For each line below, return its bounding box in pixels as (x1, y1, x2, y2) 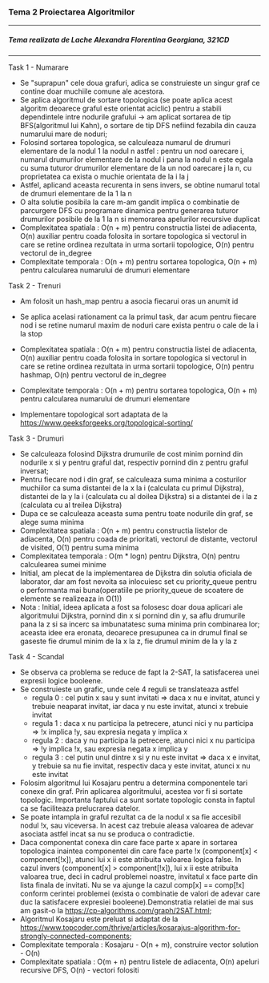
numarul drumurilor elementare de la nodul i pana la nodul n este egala (19, 155, 254, 164)
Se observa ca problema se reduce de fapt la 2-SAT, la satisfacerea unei (19, 667, 260, 677)
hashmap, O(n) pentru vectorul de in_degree (19, 370, 167, 380)
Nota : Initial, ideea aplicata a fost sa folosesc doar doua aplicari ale (19, 602, 243, 612)
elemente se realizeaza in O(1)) (19, 594, 122, 603)
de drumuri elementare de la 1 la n (19, 189, 132, 199)
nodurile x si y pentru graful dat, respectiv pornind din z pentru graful (19, 457, 249, 467)
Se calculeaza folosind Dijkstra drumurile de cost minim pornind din (19, 449, 243, 459)
